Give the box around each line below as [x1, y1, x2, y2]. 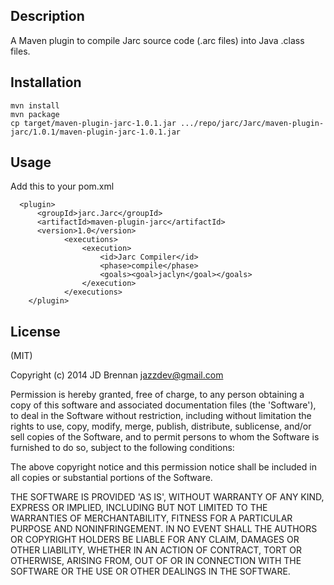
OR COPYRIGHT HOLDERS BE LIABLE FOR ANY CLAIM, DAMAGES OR [10, 534, 300, 546]
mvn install [10, 100, 60, 111]
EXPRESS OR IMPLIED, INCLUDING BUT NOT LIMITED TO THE [10, 502, 268, 514]
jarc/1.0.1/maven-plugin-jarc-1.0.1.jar [10, 127, 182, 137]
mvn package [10, 109, 60, 119]
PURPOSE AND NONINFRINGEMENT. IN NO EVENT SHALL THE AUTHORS [10, 523, 318, 535]
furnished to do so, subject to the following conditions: [10, 442, 235, 454]
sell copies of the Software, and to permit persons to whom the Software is [10, 431, 320, 443]
